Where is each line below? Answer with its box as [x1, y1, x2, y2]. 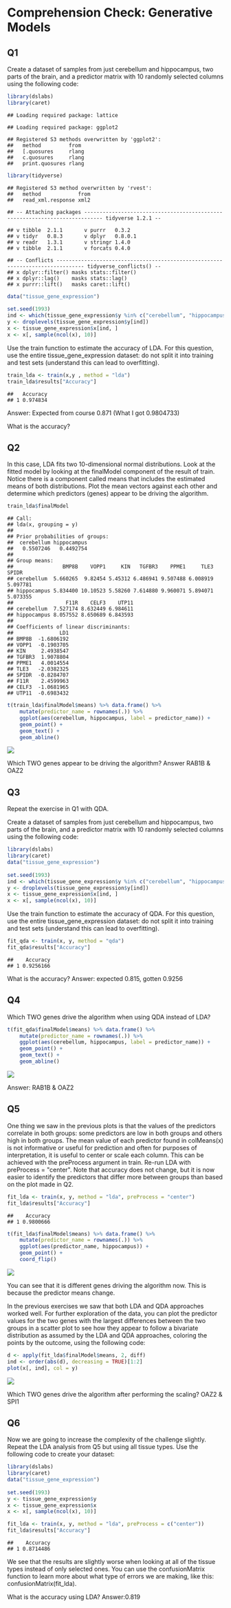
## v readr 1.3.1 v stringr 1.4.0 [7, 239, 131, 246]
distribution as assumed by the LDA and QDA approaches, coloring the [7, 1331, 208, 1340]
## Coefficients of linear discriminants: [7, 624, 131, 631]
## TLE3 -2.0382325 [7, 666, 69, 673]
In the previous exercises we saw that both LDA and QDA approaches [7, 1302, 204, 1310]
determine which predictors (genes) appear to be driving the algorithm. [7, 489, 209, 498]
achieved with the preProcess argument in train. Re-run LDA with [7, 1158, 191, 1166]
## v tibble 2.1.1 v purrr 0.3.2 [7, 226, 131, 233]
